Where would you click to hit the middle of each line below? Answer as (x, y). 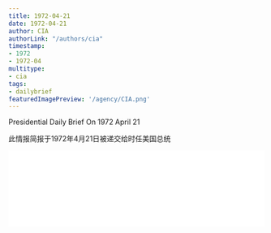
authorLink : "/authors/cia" (56, 39)
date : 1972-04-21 (38, 24)
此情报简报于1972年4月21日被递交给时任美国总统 (90, 139)
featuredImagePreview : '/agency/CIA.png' (80, 99)
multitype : (27, 69)
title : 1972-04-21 (39, 16)
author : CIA (28, 31)
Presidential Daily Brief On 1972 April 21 (74, 122)
